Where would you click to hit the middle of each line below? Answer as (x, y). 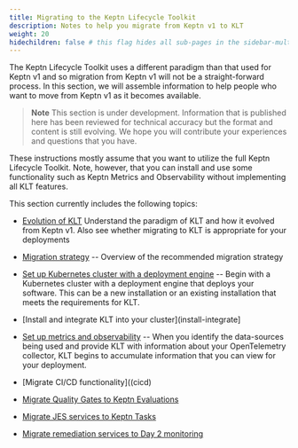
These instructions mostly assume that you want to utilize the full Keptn (140, 158)
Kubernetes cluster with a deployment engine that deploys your (138, 284)
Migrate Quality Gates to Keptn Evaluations (100, 399)
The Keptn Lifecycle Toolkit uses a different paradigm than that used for (141, 67)
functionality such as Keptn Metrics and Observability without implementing (148, 177)
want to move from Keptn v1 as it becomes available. (105, 96)
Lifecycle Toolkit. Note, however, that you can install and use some (131, 168)
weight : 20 (29, 34)
